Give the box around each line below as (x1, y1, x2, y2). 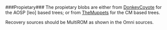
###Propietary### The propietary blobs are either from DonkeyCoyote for (5, 4, 162, 10)
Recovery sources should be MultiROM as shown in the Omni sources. (5, 19, 154, 25)
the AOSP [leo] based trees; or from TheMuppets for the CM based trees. (5, 9, 160, 15)
